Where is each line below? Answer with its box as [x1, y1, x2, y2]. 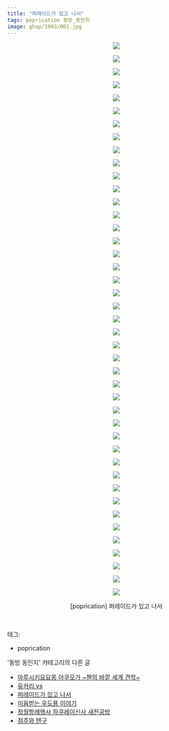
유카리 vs [17, 682, 43, 690]
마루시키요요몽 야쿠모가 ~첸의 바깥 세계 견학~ [17, 673, 141, 682]
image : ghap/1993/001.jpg [7, 23, 82, 30]
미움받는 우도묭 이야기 [17, 699, 78, 707]
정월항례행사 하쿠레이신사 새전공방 [17, 708, 111, 716]
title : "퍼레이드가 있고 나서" [7, 10, 84, 17]
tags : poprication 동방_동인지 [7, 17, 90, 24]
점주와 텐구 [17, 716, 48, 725]
